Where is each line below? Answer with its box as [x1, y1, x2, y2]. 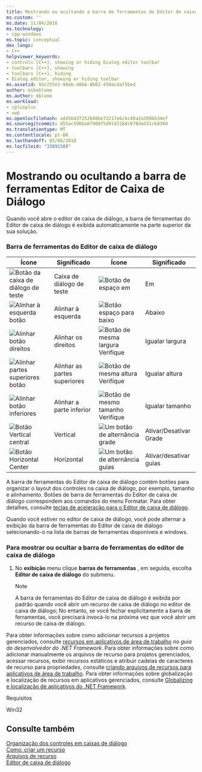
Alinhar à [54, 304, 79, 313]
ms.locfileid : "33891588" [6, 143, 71, 149]
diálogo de [54, 280, 84, 288]
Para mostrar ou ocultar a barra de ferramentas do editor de [6, 543, 185, 551]
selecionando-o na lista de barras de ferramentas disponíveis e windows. [6, 528, 188, 535]
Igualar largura [145, 337, 186, 345]
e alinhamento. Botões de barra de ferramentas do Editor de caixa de [6, 491, 177, 498]
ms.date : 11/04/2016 [6, 20, 58, 26]
